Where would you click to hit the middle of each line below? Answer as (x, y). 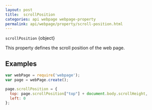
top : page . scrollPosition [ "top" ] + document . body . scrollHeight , (79, 93)
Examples (21, 64)
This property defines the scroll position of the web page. (65, 48)
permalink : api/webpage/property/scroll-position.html (64, 24)
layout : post (19, 10)
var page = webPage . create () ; (37, 80)
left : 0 (18, 98)
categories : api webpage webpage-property (50, 19)
